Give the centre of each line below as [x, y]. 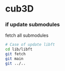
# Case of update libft [30, 45]
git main [14, 59]
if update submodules [33, 25]
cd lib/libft [19, 49]
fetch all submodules [27, 35]
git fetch [16, 54]
